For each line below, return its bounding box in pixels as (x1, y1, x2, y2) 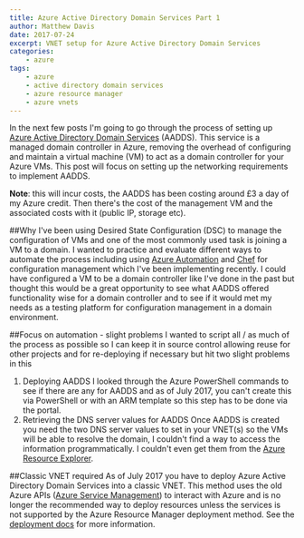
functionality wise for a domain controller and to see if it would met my (9, 292, 272, 304)
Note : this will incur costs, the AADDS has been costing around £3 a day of (9, 188, 290, 200)
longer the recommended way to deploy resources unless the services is (9, 500, 281, 511)
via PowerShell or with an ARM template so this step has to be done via (22, 396, 288, 406)
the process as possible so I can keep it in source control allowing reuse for (9, 339, 291, 350)
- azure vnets (25, 97, 79, 107)
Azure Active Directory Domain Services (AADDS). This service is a (9, 132, 261, 143)
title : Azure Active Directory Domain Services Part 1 (9, 13, 221, 23)
